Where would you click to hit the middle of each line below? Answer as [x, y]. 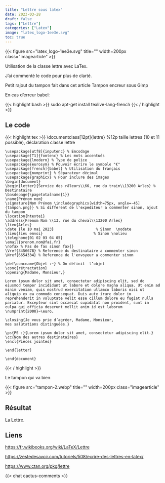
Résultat [18, 408]
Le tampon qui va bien [28, 377]
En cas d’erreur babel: [28, 95]
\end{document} [21, 359]
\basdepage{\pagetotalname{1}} [37, 195]
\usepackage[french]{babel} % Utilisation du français [63, 168]
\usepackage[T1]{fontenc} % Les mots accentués [55, 156]
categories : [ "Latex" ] [28, 28]
